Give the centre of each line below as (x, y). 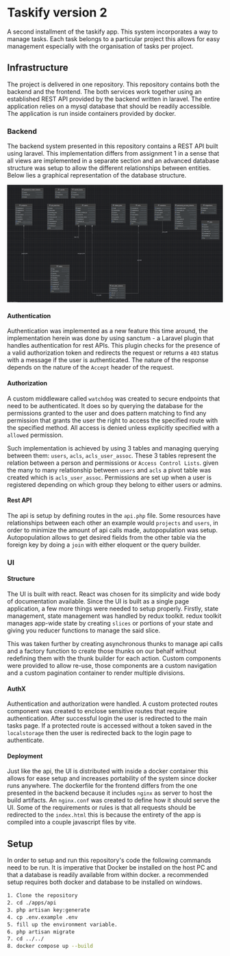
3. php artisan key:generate (49, 910)
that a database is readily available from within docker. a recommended (108, 875)
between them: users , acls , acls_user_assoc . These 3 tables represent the (112, 455)
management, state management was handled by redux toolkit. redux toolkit (114, 616)
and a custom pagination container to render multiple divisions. (96, 673)
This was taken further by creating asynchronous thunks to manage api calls (115, 643)
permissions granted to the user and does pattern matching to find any (107, 413)
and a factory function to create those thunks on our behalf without (102, 651)
